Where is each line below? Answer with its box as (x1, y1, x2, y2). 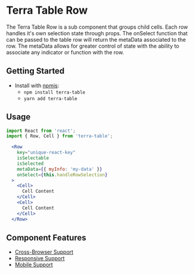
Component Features (6, 232, 86, 242)
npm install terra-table (23, 89, 86, 96)
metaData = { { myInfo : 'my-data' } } (17, 166, 102, 172)
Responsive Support (14, 255, 65, 262)
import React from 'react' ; (6, 128, 76, 134)
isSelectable (17, 155, 49, 161)
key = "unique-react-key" (17, 150, 76, 156)
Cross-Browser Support (14, 248, 74, 255)
